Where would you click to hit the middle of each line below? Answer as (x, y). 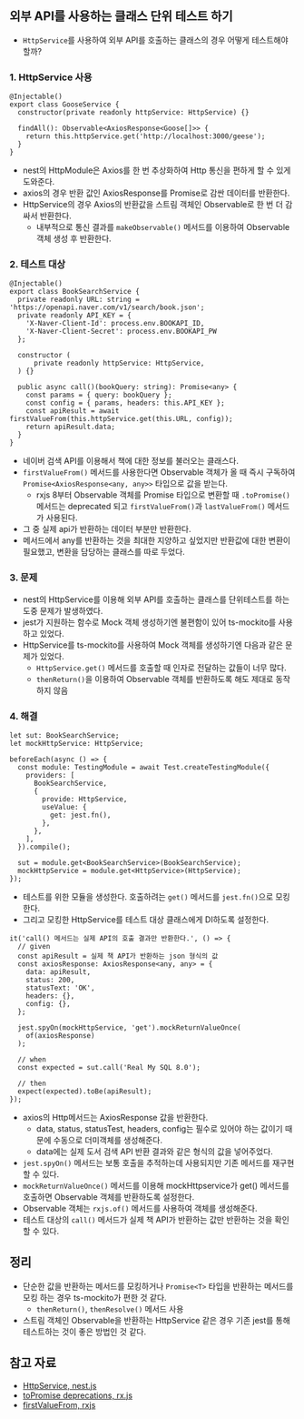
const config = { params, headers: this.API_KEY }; (125, 403)
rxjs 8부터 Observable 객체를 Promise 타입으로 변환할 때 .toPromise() (163, 495)
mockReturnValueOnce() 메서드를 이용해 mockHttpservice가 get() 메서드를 (156, 1186)
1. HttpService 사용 (51, 77)
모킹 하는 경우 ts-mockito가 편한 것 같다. (94, 1297)
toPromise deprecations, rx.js (78, 1395)
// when (32, 1060)
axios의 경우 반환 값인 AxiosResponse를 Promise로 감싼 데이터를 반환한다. (156, 193)
